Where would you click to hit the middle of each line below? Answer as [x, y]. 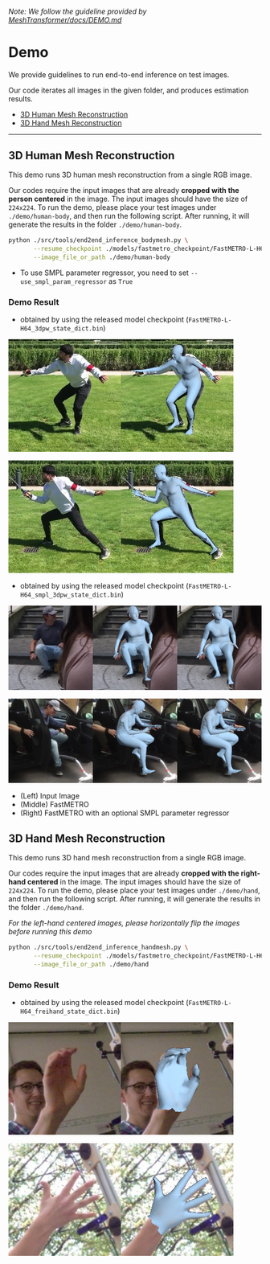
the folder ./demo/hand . [46, 908]
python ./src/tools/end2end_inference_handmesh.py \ [98, 948]
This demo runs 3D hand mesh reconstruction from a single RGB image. [127, 858]
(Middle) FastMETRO [55, 805]
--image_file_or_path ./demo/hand [91, 964]
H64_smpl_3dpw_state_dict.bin [71, 595]
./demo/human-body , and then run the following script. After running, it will [129, 216]
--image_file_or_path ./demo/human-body [102, 257]
